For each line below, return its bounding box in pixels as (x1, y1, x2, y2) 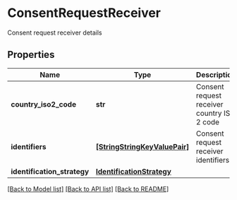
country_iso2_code (11, 99, 76, 109)
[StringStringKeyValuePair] (95, 141, 190, 151)
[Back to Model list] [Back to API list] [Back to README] (7, 184, 169, 193)
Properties (7, 49, 55, 61)
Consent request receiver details (7, 28, 102, 37)
